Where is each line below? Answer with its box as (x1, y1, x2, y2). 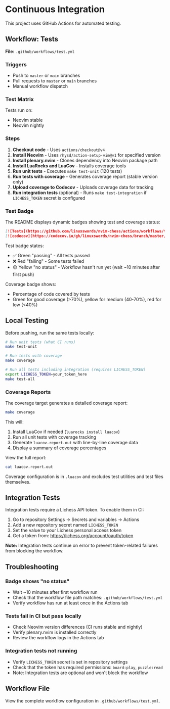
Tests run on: (5, 107, 33, 113)
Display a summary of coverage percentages (12, 445, 107, 451)
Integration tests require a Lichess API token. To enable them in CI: (5, 507, 144, 513)
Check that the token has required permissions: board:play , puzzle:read (12, 664, 163, 670)
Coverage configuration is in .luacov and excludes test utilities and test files (5, 474, 163, 480)
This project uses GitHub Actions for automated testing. (5, 20, 121, 26)
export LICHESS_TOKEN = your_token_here (5, 371, 87, 377)
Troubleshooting (5, 562, 59, 571)
